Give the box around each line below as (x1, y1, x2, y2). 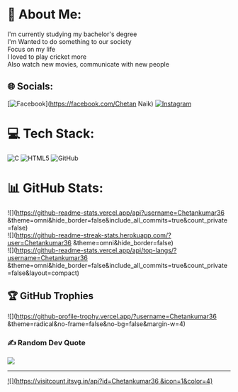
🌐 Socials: (7, 81, 54, 93)
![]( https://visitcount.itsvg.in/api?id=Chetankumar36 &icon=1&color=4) (7, 376, 213, 385)
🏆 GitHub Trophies (7, 290, 94, 302)
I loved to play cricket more (7, 52, 87, 61)
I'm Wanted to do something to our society (7, 37, 132, 45)
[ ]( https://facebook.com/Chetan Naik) (7, 99, 154, 108)
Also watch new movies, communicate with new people (7, 60, 170, 68)
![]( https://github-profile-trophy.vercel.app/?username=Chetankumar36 (7, 312, 217, 321)
